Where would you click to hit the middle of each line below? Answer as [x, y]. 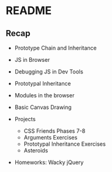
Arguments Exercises [50, 137]
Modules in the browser [44, 95]
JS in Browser [32, 60]
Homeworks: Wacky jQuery [49, 162]
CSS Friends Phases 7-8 [54, 131]
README [29, 11]
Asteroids [36, 150]
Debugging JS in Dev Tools [49, 72]
